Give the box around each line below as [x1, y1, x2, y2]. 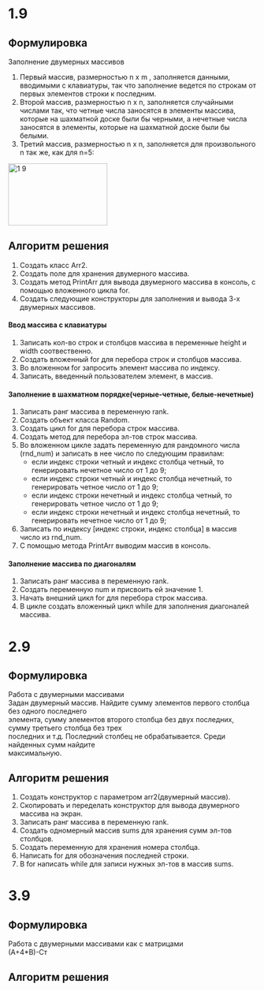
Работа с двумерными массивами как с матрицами [8, 939, 184, 948]
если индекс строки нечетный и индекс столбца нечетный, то [31, 508, 240, 517]
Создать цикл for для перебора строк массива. [19, 423, 180, 434]
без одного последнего [8, 706, 87, 716]
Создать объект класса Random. [19, 415, 130, 425]
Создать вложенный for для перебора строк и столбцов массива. [19, 355, 242, 364]
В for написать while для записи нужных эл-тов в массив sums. [19, 859, 234, 869]
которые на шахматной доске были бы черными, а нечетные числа [19, 114, 247, 123]
